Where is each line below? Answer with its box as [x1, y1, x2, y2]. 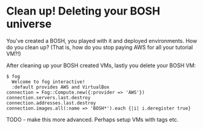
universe [6, 17, 52, 31]
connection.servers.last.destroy [6, 94, 91, 101]
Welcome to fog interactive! [12, 79, 85, 85]
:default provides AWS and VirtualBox [12, 84, 110, 90]
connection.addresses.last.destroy [6, 100, 96, 106]
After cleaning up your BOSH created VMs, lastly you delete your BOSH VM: [6, 62, 196, 69]
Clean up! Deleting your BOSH [6, 4, 161, 18]
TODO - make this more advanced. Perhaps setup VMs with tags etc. [6, 116, 179, 123]
